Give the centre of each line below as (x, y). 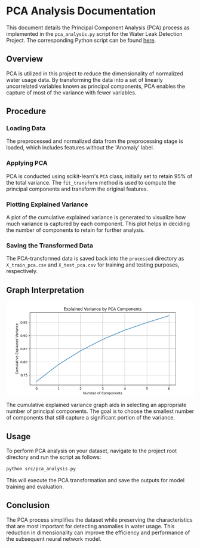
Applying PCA (27, 163)
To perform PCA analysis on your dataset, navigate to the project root (92, 451)
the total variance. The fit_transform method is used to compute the (91, 182)
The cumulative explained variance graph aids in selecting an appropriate (96, 405)
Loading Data (26, 128)
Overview (25, 59)
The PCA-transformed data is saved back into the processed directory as (95, 259)
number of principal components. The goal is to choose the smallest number (100, 411)
